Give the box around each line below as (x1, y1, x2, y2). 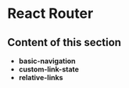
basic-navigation (18, 56, 76, 65)
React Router (7, 5, 94, 23)
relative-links (18, 73, 63, 82)
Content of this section (7, 36, 122, 49)
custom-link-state (18, 65, 80, 74)
